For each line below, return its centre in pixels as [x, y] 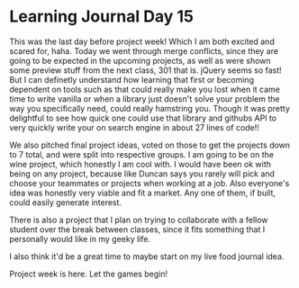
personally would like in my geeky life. [80, 238]
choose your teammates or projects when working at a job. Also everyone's [149, 183]
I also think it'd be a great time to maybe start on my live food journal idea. [147, 256]
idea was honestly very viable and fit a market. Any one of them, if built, [143, 193]
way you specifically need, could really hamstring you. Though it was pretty [150, 108]
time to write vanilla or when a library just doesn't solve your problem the [145, 99]
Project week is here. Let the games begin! [89, 274]
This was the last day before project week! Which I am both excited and [142, 41]
